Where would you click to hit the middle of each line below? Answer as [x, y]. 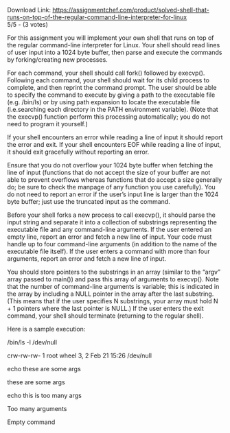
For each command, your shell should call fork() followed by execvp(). [106, 73]
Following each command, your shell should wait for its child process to [108, 80]
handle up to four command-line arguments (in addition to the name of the [112, 244]
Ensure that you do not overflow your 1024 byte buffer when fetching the [110, 165]
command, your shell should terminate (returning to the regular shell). [105, 316]
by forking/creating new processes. [57, 60]
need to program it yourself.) [47, 124]
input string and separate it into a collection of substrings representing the [112, 222]
